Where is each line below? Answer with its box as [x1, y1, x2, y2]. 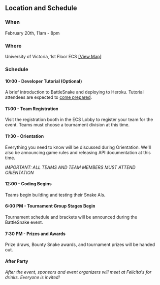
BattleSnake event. [5, 219, 43, 225]
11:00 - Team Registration [5, 106, 59, 112]
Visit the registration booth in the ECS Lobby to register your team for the [5, 117, 154, 122]
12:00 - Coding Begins [5, 181, 52, 187]
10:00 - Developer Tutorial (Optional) [5, 78, 82, 84]
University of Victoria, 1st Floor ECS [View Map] [5, 53, 102, 59]
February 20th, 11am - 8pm [5, 30, 60, 36]
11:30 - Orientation [5, 133, 44, 139]
